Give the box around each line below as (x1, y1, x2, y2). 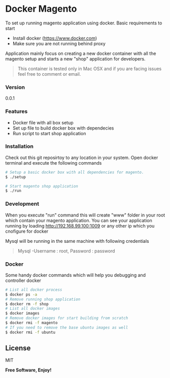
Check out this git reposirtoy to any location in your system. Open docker (5, 154, 158, 161)
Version (5, 83, 25, 90)
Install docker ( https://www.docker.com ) (12, 35, 97, 41)
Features (5, 108, 28, 115)
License (5, 344, 31, 353)
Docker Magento (5, 3, 77, 15)
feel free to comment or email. (17, 71, 81, 77)
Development (5, 200, 40, 207)
